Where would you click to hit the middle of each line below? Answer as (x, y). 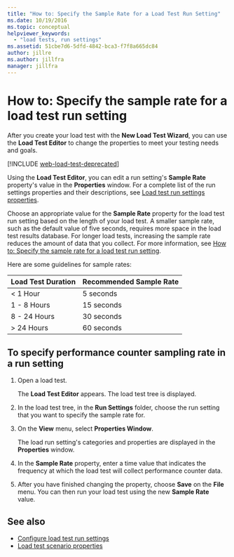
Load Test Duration (43, 282)
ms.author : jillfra (36, 60)
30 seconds (102, 316)
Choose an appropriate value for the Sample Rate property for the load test (116, 213)
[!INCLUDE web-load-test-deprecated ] (63, 164)
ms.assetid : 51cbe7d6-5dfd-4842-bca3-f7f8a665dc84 (83, 46)
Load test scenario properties (60, 546)
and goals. (22, 150)
